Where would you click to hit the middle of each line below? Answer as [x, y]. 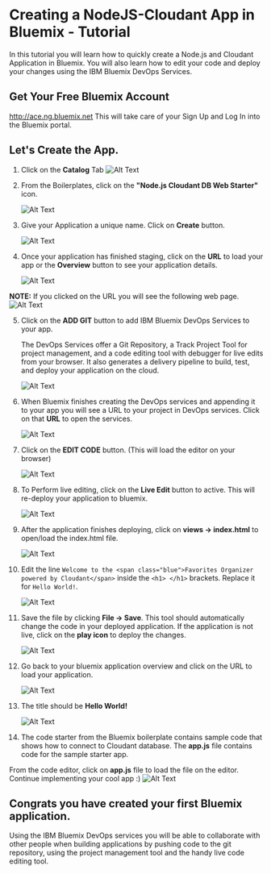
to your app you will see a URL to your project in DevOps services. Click [140, 410]
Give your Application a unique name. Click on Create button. [123, 225]
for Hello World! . [50, 586]
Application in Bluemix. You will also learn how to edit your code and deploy [135, 63]
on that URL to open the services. [76, 418]
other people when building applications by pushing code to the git [121, 844]
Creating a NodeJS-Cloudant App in [132, 15]
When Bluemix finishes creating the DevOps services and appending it [138, 402]
